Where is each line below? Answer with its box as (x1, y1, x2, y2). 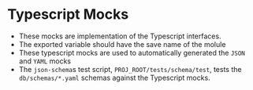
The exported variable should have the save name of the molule (18, 39, 226, 49)
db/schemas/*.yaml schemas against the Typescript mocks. (18, 73, 210, 82)
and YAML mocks (18, 56, 72, 66)
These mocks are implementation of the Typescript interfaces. (18, 31, 221, 41)
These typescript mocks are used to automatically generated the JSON (18, 48, 246, 57)
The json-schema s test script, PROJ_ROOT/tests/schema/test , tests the (18, 64, 242, 74)
